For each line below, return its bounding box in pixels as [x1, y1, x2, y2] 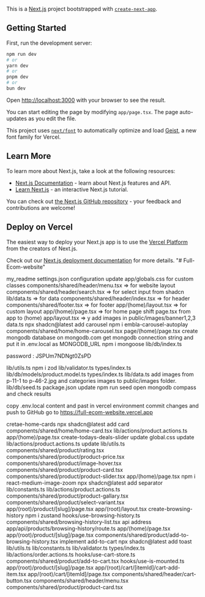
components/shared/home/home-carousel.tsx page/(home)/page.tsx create [6, 327, 198, 334]
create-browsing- [147, 505, 193, 512]
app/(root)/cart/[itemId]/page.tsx [27, 570, 111, 577]
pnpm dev [6, 74, 29, 80]
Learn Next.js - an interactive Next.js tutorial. [15, 185, 129, 193]
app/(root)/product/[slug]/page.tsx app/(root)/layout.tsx [6, 505, 147, 512]
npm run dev [6, 51, 37, 57]
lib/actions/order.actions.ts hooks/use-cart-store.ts [6, 550, 136, 558]
